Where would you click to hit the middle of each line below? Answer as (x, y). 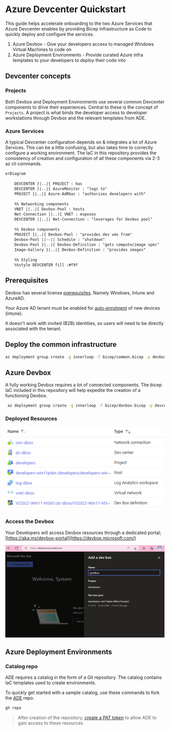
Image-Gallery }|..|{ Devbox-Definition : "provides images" (80, 250)
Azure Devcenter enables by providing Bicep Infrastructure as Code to (78, 28)
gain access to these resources (50, 723)
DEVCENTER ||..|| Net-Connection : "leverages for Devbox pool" (83, 219)
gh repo (13, 708)
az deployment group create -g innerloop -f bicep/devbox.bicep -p (80, 406)
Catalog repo (22, 666)
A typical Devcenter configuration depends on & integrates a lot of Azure (81, 142)
